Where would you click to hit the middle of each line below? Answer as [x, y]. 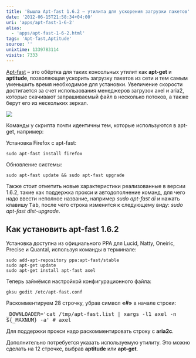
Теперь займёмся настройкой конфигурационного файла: [79, 281]
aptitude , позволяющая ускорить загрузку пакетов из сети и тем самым [97, 78]
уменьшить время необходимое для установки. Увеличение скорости [94, 84]
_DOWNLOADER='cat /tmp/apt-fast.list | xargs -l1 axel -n [91, 314]
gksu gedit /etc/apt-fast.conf [44, 292]
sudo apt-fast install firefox [44, 154]
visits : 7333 [22, 55]
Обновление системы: [34, 164]
